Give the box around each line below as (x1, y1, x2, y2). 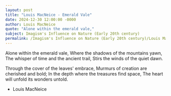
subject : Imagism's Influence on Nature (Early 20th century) (5, 31, 140, 36)
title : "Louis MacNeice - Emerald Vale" (5, 12, 93, 17)
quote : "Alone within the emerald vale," (5, 27, 95, 32)
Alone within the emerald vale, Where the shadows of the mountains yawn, (5, 50, 162, 56)
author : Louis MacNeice (5, 21, 56, 27)
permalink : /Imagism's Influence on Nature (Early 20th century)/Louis (5, 36, 160, 41)
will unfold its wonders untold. (5, 76, 68, 82)
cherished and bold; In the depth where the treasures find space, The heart (5, 70, 163, 77)
